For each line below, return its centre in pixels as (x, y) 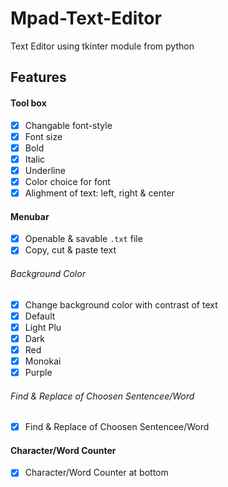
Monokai (43, 361)
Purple (38, 372)
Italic (35, 159)
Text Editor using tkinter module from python (102, 46)
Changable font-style (68, 125)
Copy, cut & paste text (70, 250)
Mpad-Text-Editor (86, 18)
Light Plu (43, 327)
